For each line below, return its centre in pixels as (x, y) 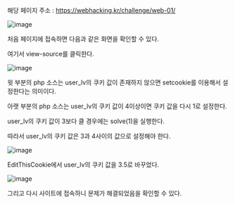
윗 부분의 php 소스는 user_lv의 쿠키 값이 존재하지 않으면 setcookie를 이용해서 (114, 82)
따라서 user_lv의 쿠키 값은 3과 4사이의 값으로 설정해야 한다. (89, 136)
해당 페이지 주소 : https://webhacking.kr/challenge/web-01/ (91, 10)
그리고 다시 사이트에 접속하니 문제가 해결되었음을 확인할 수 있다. (95, 193)
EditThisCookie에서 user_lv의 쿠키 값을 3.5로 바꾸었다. (83, 165)
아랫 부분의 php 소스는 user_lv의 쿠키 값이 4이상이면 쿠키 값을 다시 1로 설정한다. (117, 106)
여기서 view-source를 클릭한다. (51, 54)
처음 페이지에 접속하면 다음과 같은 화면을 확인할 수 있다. (83, 39)
